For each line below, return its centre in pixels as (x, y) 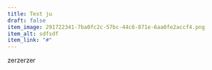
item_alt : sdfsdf (33, 34)
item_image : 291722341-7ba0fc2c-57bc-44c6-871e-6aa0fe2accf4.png (106, 27)
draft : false (27, 21)
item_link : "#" (30, 40)
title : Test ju (30, 14)
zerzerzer (21, 60)
